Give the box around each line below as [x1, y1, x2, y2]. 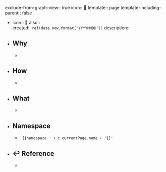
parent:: [5, 10, 21, 16]
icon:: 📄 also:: [12, 20, 41, 25]
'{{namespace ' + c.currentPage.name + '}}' [19, 136, 113, 141]
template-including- [120, 5, 162, 10]
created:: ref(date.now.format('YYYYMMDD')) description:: [12, 25, 130, 31]
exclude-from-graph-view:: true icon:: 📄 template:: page [5, 5, 120, 10]
